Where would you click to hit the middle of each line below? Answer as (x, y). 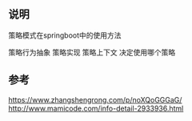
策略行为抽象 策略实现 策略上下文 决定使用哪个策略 (92, 52)
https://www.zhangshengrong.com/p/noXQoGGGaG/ (95, 99)
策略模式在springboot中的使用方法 (65, 35)
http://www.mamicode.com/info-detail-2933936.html (96, 108)
